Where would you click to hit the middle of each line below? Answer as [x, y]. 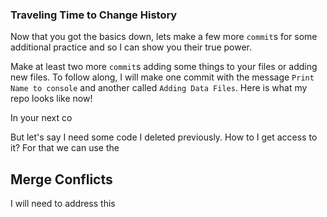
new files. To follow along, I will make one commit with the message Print [162, 77]
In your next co [41, 118]
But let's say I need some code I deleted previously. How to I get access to [164, 137]
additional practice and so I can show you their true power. [131, 47]
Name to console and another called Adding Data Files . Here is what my [159, 88]
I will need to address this [63, 204]
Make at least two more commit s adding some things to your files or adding [164, 67]
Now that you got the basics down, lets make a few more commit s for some [164, 37]
